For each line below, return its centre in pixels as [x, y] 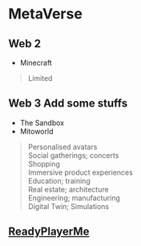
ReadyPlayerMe [49, 232]
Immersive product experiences [81, 172]
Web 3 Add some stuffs [68, 104]
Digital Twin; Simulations [68, 206]
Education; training [59, 180]
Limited [40, 78]
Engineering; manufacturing [74, 198]
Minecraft [36, 63]
